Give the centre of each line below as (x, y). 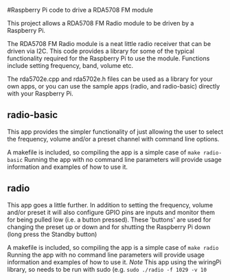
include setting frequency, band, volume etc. (70, 66)
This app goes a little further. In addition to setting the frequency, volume (110, 205)
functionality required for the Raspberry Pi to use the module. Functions (108, 58)
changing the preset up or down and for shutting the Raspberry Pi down (109, 226)
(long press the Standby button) (52, 234)
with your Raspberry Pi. (40, 93)
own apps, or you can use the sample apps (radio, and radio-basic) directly (114, 86)
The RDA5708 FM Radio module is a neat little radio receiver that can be (109, 44)
